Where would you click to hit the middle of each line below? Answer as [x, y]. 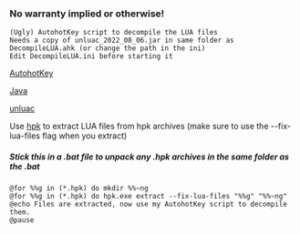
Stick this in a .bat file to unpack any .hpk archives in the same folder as [150, 157]
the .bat [25, 166]
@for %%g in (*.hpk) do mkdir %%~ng [79, 188]
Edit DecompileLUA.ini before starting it [91, 56]
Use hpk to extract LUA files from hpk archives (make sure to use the [139, 127]
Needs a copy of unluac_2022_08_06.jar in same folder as [122, 41]
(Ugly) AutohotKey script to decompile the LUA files [114, 33]
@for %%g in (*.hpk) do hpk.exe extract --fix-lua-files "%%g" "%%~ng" [148, 197]
